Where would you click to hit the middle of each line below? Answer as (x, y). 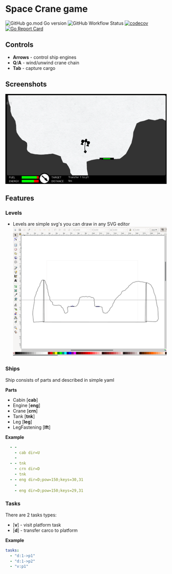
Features (20, 198)
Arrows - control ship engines (45, 57)
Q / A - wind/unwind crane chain (46, 63)
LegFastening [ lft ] (31, 427)
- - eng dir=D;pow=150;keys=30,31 (47, 479)
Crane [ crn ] (25, 411)
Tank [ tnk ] (24, 416)
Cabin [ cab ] (25, 400)
